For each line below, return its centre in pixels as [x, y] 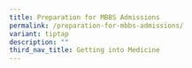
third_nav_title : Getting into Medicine [85, 50]
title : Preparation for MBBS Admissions [85, 17]
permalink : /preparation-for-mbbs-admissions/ [96, 26]
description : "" [39, 42]
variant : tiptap [39, 34]
